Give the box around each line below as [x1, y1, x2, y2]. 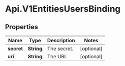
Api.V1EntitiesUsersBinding [5, 3, 121, 15]
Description [47, 37, 75, 44]
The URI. [47, 53, 67, 60]
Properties [5, 23, 38, 31]
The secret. [47, 45, 74, 52]
